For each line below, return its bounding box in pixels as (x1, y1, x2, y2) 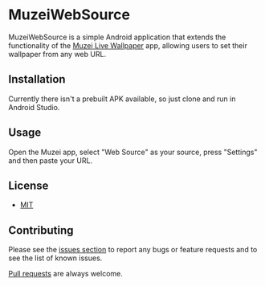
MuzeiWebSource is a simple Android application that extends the (8, 32, 226, 42)
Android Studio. (8, 102, 60, 112)
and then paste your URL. (8, 155, 93, 165)
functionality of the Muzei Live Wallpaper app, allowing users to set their (8, 40, 247, 50)
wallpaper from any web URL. (8, 49, 107, 59)
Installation (8, 72, 66, 86)
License (8, 178, 49, 192)
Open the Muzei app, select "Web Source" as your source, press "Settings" (8, 147, 258, 157)
